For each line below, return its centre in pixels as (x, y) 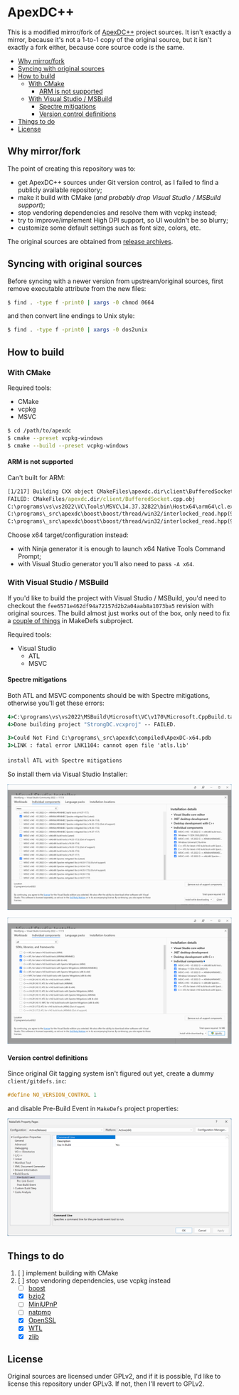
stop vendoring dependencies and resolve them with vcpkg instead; (117, 212)
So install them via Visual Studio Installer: (68, 774)
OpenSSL (42, 1320)
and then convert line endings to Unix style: (71, 316)
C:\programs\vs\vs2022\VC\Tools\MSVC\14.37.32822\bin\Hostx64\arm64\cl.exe (122, 506)
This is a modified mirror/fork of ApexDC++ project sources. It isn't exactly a (119, 32)
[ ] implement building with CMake (68, 1273)
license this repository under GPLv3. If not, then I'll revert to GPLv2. (106, 1384)
